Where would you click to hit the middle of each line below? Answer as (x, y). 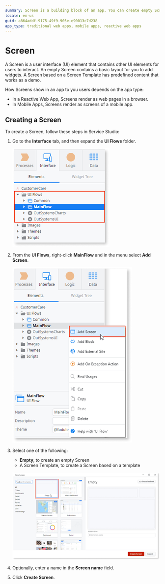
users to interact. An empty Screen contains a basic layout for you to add (79, 70)
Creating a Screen (33, 120)
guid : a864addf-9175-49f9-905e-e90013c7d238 (51, 21)
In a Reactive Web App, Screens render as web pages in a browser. (80, 99)
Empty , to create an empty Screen (55, 460)
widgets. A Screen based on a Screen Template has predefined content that (82, 75)
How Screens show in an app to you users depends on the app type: (74, 90)
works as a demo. (23, 80)
